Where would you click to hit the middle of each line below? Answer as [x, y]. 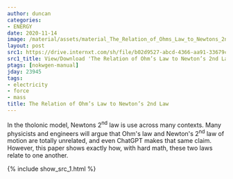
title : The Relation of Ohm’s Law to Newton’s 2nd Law [88, 104]
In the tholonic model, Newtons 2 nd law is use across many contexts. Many [114, 124]
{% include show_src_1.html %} [52, 169]
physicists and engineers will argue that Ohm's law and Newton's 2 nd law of [116, 133]
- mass [17, 98]
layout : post [26, 46]
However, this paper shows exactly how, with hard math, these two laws [110, 148]
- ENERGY [20, 26]
